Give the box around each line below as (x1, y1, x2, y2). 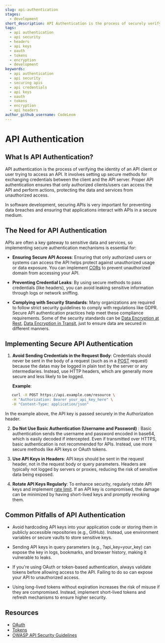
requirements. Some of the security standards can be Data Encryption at (12, 315, 159, 321)
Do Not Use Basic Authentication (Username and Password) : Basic (12, 426, 152, 431)
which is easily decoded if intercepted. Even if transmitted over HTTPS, (12, 436, 157, 441)
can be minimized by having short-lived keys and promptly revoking (12, 492, 150, 497)
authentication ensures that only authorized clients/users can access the (5, 181, 152, 187)
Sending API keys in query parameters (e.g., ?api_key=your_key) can (12, 544, 151, 550)
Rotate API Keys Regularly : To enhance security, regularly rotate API (12, 481, 152, 487)
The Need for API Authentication (5, 227, 107, 235)
